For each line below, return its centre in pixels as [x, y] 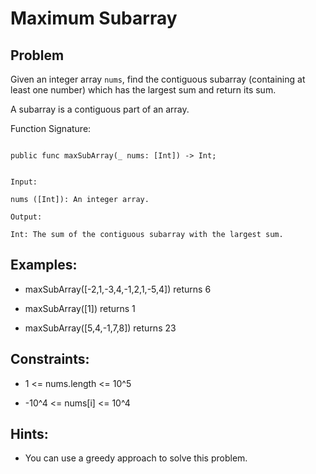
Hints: [29, 434]
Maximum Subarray [94, 18]
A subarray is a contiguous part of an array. [100, 109]
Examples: [44, 265]
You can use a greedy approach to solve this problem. [136, 458]
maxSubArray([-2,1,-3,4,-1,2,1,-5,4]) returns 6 [118, 289]
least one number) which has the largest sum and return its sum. [143, 90]
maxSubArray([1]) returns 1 [80, 308]
